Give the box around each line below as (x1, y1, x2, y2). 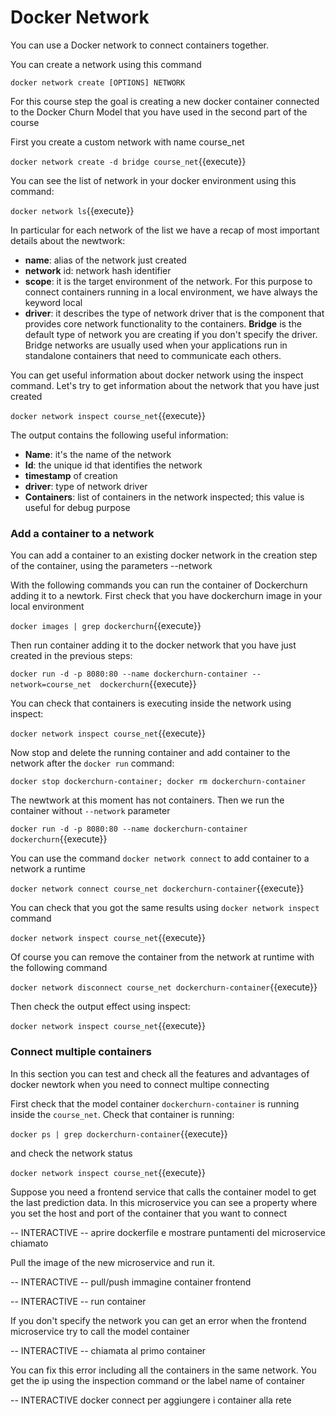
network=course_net (10, 680, 92, 690)
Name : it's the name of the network (24, 448, 172, 460)
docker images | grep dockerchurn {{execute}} (10, 620, 202, 632)
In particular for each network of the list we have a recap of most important (10, 224, 320, 236)
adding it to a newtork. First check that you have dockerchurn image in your (10, 590, 323, 602)
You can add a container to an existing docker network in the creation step (10, 549, 318, 561)
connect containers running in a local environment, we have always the (24, 286, 318, 298)
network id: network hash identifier (24, 264, 172, 276)
